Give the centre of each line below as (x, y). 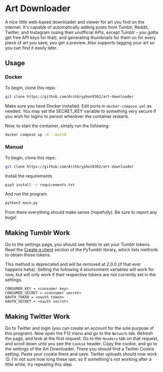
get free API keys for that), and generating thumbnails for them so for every (81, 37)
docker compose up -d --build (36, 134)
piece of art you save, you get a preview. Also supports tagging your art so (80, 42)
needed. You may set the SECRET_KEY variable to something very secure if (81, 111)
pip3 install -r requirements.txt (40, 185)
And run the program (26, 194)
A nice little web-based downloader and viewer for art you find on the (75, 22)
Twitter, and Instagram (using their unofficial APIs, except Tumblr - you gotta (81, 32)
